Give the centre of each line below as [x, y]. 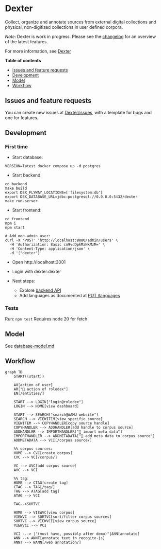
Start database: [27, 157]
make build [16, 188]
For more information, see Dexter [38, 51]
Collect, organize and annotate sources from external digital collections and [81, 22]
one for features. [22, 118]
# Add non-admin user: [28, 236]
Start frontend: [27, 210]
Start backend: [27, 175]
